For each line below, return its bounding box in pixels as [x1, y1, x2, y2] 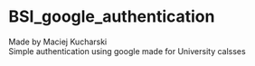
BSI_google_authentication [8, 6, 215, 27]
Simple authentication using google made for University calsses [8, 45, 246, 56]
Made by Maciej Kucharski [8, 36, 108, 47]
